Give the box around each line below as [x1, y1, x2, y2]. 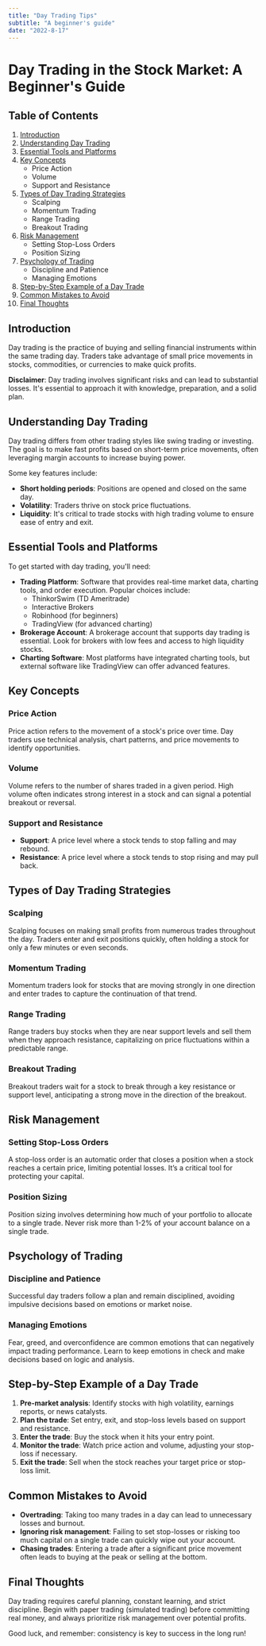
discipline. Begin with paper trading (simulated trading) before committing [8, 1605, 250, 1614]
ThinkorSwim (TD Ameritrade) [31, 593, 130, 603]
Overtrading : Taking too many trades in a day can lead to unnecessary [19, 1510, 253, 1520]
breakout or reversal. [8, 797, 77, 807]
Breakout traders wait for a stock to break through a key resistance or [8, 1081, 236, 1091]
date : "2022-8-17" [8, 26, 69, 34]
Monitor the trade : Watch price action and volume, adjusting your [19, 1440, 235, 1450]
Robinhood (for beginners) [31, 611, 119, 620]
